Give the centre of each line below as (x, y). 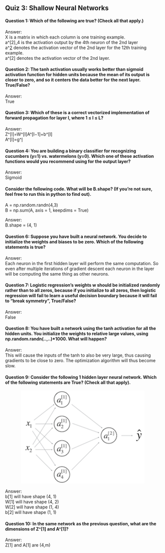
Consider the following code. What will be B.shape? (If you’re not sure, (79, 189)
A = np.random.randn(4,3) (32, 205)
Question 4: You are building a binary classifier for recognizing (71, 151)
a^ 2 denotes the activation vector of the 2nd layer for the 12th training (76, 47)
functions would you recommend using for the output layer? (68, 161)
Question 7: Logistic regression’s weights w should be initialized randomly (82, 285)
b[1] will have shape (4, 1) (31, 497)
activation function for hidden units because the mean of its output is (78, 75)
